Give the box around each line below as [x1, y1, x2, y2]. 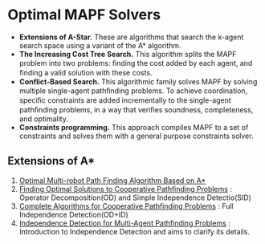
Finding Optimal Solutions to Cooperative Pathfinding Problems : [18, 184, 232, 193]
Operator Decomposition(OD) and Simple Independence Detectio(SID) [18, 193, 252, 202]
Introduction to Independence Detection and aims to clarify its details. [18, 226, 251, 236]
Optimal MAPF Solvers [7, 6, 161, 24]
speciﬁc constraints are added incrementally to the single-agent [18, 95, 232, 105]
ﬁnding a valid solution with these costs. [18, 67, 153, 77]
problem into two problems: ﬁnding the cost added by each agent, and [18, 58, 253, 67]
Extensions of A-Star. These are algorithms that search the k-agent [18, 32, 244, 42]
